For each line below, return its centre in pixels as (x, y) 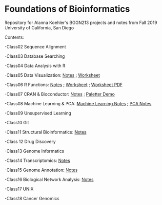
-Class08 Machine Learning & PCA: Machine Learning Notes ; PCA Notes (78, 103)
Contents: (14, 37)
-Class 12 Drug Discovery (30, 141)
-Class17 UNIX (19, 189)
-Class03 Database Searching (35, 56)
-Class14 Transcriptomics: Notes (37, 160)
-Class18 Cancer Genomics (32, 198)
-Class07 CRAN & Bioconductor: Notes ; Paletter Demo (60, 94)
